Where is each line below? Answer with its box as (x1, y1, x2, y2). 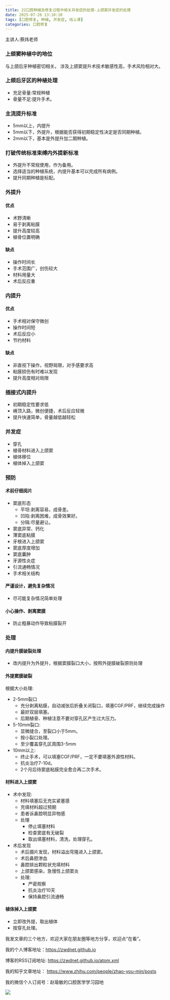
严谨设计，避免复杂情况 (5, 583, 55, 589)
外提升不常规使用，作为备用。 (12, 162, 76, 168)
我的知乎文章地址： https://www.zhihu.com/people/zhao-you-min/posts (5, 968, 157, 974)
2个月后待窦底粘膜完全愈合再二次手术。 (20, 766, 104, 772)
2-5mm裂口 (12, 696, 37, 702)
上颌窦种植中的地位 (5, 51, 53, 58)
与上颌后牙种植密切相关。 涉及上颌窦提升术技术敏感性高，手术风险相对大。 (5, 63, 163, 69)
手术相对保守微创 (12, 318, 49, 324)
